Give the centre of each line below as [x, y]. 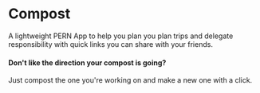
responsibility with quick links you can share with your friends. [111, 44]
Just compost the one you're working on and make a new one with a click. [130, 80]
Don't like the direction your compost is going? [87, 62]
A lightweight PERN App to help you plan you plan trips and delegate [121, 36]
